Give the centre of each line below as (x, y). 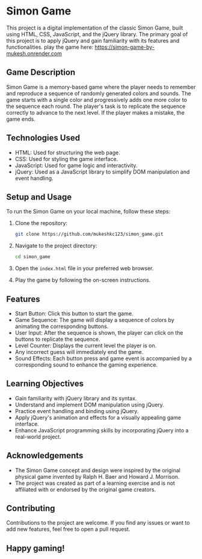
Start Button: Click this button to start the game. (74, 313)
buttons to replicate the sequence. (57, 339)
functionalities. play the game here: (50, 47)
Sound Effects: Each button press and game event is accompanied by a (103, 358)
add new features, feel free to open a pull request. (68, 529)
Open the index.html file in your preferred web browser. (84, 268)
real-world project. (38, 437)
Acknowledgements (45, 456)
